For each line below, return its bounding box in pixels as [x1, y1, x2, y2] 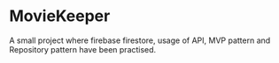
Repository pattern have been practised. [9, 44, 157, 54]
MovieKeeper [9, 6, 111, 26]
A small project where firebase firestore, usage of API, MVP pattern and [9, 35, 271, 45]
